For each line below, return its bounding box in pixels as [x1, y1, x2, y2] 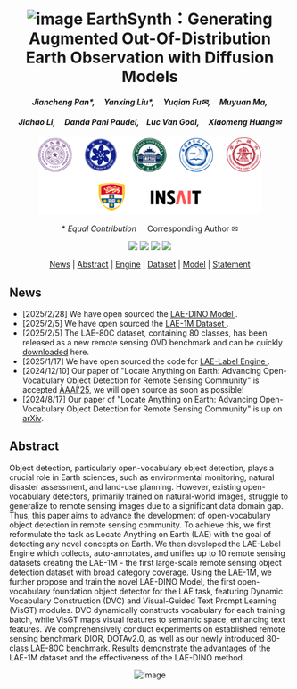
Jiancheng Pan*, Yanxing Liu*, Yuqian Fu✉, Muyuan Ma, [31, 96, 268, 107]
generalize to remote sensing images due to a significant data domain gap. [9, 500, 284, 511]
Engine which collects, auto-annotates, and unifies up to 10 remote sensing [9, 547, 285, 559]
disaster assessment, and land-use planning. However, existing [9, 481, 242, 492]
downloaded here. [21, 346, 89, 358]
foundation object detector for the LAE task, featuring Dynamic [52, 585, 284, 596]
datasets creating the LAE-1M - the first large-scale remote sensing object [9, 557, 283, 568]
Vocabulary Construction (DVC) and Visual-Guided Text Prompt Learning [9, 595, 277, 606]
